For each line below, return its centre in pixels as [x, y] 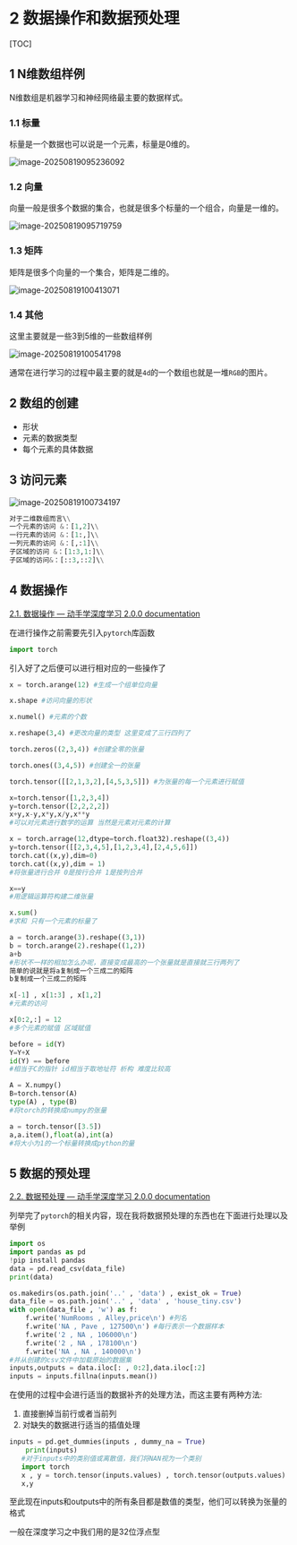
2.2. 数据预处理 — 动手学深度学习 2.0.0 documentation [110, 1197]
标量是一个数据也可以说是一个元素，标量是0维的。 [102, 144]
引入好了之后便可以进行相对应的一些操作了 [88, 667]
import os [28, 1244]
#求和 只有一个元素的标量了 [54, 922]
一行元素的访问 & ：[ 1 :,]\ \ [54, 535]
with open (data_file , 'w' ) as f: [74, 1310]
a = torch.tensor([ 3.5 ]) [55, 1126]
